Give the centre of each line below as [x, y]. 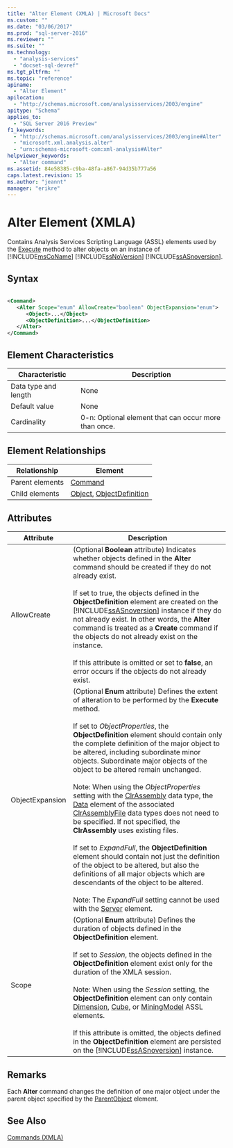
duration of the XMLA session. [122, 972]
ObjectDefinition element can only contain [143, 998]
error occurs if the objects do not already [139, 671]
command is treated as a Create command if [145, 628]
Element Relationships [57, 451]
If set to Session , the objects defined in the [142, 955]
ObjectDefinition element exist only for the [143, 963]
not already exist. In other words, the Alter [141, 619]
